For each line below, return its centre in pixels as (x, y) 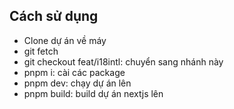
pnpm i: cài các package (74, 72)
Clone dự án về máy (65, 40)
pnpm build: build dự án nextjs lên (93, 93)
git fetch (41, 51)
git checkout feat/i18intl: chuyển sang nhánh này (123, 61)
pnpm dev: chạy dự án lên (77, 83)
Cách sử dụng (54, 16)
